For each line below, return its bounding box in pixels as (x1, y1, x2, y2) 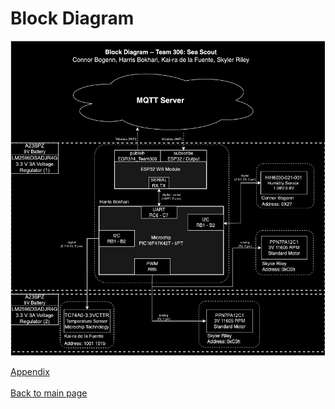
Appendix (10, 365, 50, 377)
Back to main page (10, 387, 88, 399)
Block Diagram (10, 7, 135, 30)
